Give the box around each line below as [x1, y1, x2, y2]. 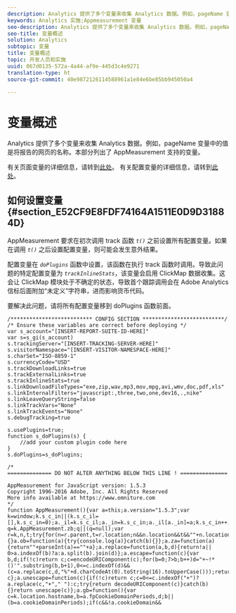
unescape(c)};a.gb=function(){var [35, 587, 137, 594]
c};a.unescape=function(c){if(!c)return [7, 575, 128, 582]
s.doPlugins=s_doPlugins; [7, 452, 83, 459]
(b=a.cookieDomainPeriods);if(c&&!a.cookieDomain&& [7, 600, 162, 607]
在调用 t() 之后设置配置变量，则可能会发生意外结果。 [7, 245, 162, 254]
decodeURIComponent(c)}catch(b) [114, 581, 209, 588]
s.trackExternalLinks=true [7, 371, 86, 378]
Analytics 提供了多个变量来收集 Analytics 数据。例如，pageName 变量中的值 [7, 139, 229, 148]
